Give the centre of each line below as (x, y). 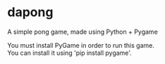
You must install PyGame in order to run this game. (81, 45)
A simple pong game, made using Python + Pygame (83, 32)
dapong (30, 12)
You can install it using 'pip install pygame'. (69, 53)
